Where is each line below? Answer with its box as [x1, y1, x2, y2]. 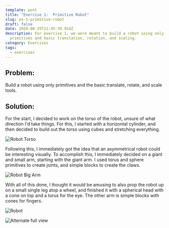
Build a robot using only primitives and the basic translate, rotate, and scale [5, 82, 162, 88]
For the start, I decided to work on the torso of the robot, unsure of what [5, 116, 156, 122]
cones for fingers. [5, 198, 43, 204]
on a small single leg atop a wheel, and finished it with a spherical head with [5, 187, 164, 193]
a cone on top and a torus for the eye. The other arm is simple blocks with [5, 193, 159, 199]
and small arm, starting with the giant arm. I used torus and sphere [5, 157, 144, 163]
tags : [5, 45, 17, 50]
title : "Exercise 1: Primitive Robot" [5, 12, 90, 17]
